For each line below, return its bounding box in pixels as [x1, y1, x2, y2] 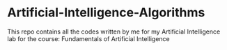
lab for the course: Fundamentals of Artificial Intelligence [7, 34, 171, 42]
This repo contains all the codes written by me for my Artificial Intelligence [7, 27, 221, 36]
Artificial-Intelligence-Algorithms [7, 5, 205, 21]
